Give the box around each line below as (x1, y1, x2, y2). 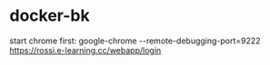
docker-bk (9, 5, 90, 26)
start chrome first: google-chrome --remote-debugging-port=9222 (9, 35, 261, 46)
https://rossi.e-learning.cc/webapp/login (9, 44, 162, 55)
